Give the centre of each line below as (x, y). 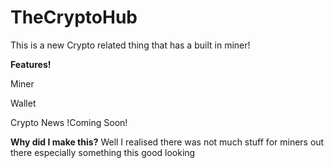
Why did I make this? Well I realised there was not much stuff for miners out (167, 142)
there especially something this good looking (103, 152)
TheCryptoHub (74, 17)
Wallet (23, 103)
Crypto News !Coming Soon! (69, 122)
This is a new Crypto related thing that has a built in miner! (130, 45)
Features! (31, 64)
